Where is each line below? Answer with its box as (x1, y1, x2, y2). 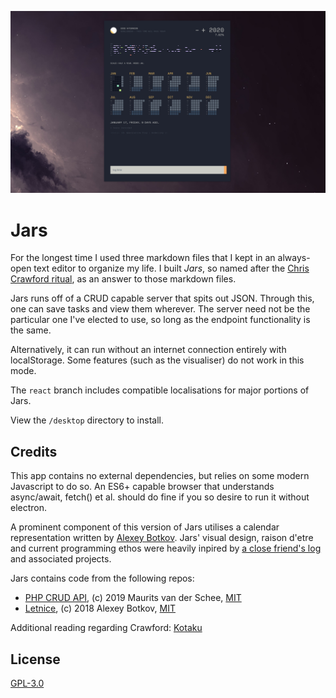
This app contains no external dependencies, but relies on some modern (10, 470, 310, 482)
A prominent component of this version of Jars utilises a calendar (10, 521, 280, 533)
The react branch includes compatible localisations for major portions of (10, 384, 310, 396)
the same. (10, 324, 52, 336)
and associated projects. (10, 553, 112, 565)
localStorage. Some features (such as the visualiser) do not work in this (10, 354, 305, 366)
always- (277, 252, 311, 264)
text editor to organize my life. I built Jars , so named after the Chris (33, 262, 310, 275)
